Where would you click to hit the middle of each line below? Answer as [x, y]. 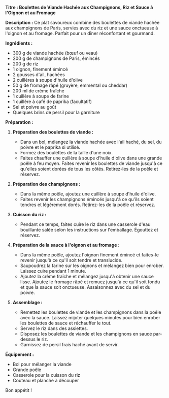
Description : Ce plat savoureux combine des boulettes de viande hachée [82, 23]
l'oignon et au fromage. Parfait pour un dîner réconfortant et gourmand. [80, 33]
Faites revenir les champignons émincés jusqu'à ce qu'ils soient [87, 199]
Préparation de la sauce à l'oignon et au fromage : [66, 245]
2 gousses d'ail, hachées [39, 75]
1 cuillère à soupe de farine [41, 96]
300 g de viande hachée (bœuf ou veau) [55, 53]
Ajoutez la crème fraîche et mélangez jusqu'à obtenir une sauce [87, 276]
